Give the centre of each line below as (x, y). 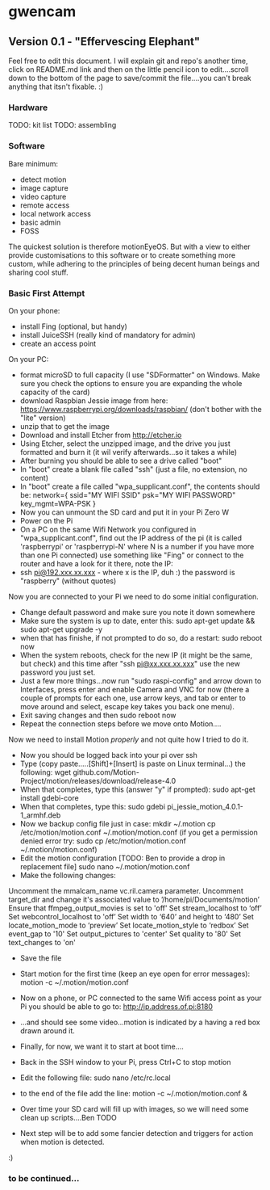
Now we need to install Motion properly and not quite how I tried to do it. (129, 739)
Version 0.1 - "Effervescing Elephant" (104, 42)
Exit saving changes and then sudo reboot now (98, 715)
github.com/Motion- (106, 772)
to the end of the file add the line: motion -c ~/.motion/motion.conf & (133, 1093)
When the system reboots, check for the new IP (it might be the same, (136, 655)
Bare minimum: (33, 163)
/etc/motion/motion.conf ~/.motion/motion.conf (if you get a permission (139, 832)
